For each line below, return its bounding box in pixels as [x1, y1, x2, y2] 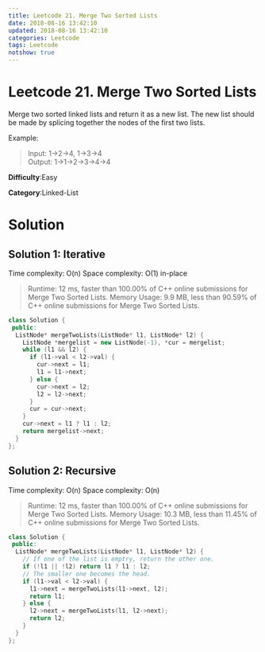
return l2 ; [29, 615, 66, 623]
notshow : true [8, 49, 56, 57]
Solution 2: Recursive [8, 464, 117, 478]
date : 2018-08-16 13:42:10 [8, 19, 98, 27]
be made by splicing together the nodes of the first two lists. [8, 117, 205, 127]
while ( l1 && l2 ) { [22, 346, 87, 354]
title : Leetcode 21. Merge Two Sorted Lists [8, 11, 158, 20]
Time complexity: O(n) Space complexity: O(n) [8, 485, 160, 494]
